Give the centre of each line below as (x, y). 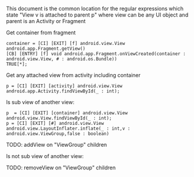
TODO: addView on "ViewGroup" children (57, 145)
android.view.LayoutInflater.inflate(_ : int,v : (68, 128)
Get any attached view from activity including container (73, 75)
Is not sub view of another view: (45, 156)
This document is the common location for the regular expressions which (95, 9)
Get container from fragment (41, 33)
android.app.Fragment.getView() (46, 49)
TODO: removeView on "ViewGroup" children (61, 168)
